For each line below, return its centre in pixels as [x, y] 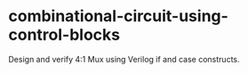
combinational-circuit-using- [118, 16]
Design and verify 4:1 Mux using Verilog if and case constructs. [124, 59]
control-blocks [64, 35]
